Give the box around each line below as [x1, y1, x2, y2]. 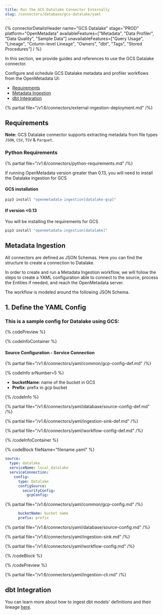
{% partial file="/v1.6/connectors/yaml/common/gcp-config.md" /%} [5, 501, 143, 507]
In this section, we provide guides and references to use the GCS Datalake [5, 55, 154, 61]
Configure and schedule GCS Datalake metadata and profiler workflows [5, 70, 149, 76]
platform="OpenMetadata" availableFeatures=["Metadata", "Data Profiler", [5, 30, 154, 36]
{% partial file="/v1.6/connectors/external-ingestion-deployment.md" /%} [5, 105, 153, 111]
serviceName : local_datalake [9, 465, 69, 470]
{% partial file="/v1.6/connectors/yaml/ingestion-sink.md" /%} [5, 534, 130, 540]
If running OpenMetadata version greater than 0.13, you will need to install [5, 170, 153, 176]
